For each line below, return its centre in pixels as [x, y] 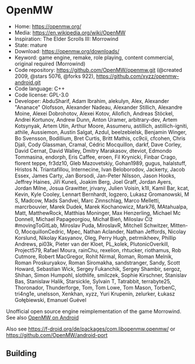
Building [21, 354]
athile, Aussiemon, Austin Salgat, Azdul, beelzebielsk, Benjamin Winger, [100, 132]
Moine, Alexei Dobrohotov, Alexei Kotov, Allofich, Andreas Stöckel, [94, 113]
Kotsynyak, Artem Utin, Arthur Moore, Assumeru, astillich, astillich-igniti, [101, 126]
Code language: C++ [40, 88]
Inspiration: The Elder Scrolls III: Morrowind [66, 39]
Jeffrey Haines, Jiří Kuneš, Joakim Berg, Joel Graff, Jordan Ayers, [93, 181]
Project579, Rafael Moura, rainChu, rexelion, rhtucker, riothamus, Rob [98, 250]
